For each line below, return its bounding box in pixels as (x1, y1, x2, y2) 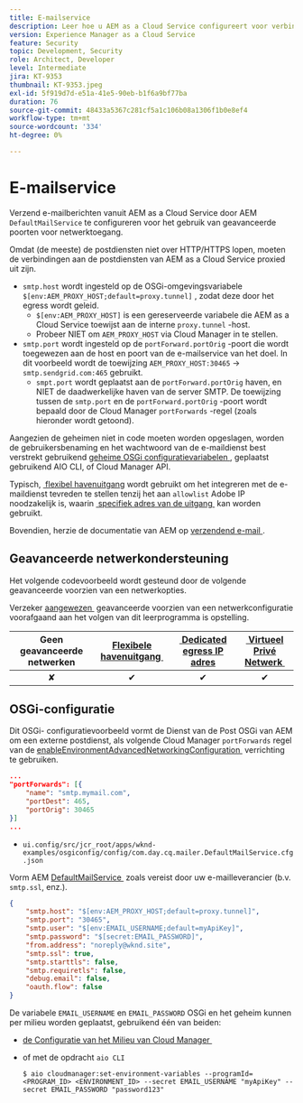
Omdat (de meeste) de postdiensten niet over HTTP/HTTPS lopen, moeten (9, 244, 286, 255)
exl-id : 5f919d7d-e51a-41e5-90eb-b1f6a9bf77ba (9, 88, 188, 97)
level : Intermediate (9, 64, 87, 73)
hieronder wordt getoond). (35, 414, 134, 425)
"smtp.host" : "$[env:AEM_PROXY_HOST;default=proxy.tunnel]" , (25, 907, 260, 916)
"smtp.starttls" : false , (25, 958, 119, 967)
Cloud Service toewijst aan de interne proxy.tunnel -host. (35, 319, 251, 329)
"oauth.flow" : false (25, 983, 103, 992)
